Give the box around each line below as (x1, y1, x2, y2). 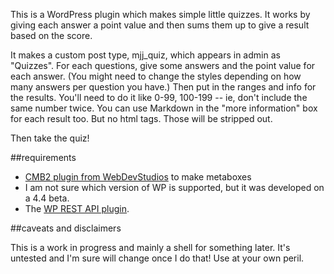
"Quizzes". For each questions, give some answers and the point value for (10, 60, 316, 71)
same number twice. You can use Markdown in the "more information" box (10, 102, 318, 114)
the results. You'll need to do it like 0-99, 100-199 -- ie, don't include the (10, 92, 308, 103)
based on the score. (10, 30, 93, 41)
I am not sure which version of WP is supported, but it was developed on (24, 182, 325, 193)
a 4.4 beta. (24, 192, 70, 204)
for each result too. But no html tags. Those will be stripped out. (10, 113, 273, 124)
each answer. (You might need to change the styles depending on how (10, 70, 302, 82)
